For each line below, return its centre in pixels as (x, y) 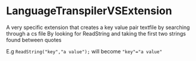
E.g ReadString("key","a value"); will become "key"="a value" (84, 51)
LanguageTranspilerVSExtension (89, 11)
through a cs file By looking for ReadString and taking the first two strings (96, 33)
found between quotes (34, 40)
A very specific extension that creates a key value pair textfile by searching (98, 27)
